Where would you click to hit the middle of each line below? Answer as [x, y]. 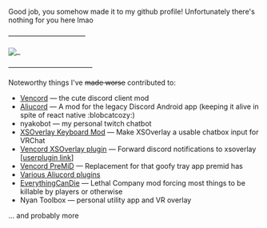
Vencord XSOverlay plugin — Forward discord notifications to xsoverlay [138, 149]
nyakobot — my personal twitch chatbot [86, 124]
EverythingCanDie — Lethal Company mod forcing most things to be [133, 183]
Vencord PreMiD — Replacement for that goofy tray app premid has [132, 166]
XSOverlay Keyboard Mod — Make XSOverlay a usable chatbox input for [139, 132]
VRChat [32, 141]
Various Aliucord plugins [60, 174]
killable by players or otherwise [71, 192]
